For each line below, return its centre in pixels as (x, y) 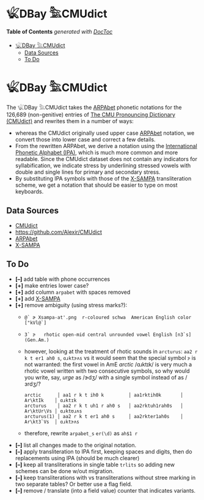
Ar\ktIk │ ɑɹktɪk (50, 400)
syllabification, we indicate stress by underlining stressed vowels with (103, 165)
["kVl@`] (35, 323)
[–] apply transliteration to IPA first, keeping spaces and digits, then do (104, 451)
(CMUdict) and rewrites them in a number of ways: (70, 121)
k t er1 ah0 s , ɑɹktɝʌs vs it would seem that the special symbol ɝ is (110, 357)
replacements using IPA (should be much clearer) (77, 458)
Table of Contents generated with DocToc (60, 31)
